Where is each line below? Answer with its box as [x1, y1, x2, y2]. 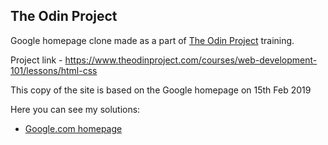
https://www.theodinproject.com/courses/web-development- [64, 54, 318, 66]
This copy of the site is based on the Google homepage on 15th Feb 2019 [10, 84, 312, 96]
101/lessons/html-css [10, 64, 98, 76]
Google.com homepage [24, 122, 123, 134]
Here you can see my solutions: [10, 103, 141, 115]
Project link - [10, 54, 63, 66]
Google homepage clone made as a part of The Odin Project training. [10, 34, 295, 46]
